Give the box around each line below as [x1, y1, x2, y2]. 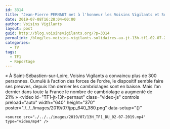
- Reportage [10, 59, 35, 64]
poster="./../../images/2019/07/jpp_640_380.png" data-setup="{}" [5, 105, 143, 111]
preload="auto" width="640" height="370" [5, 99, 95, 106]
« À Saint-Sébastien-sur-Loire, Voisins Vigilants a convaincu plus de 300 [5, 73, 157, 79]
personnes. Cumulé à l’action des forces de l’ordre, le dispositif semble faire [5, 78, 163, 84]
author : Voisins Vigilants [5, 21, 62, 27]
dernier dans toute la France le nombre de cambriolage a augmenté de [5, 89, 153, 95]
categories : [5, 40, 30, 45]
